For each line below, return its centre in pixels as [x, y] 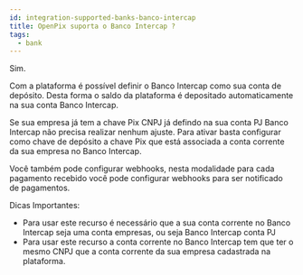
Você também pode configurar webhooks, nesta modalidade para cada [142, 169]
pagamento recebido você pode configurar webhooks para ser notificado [146, 179]
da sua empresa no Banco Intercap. [76, 151]
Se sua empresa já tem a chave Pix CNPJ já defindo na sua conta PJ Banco [149, 123]
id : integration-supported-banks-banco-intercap [103, 18]
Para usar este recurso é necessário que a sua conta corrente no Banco [156, 223]
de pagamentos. [40, 188]
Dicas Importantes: [45, 206]
